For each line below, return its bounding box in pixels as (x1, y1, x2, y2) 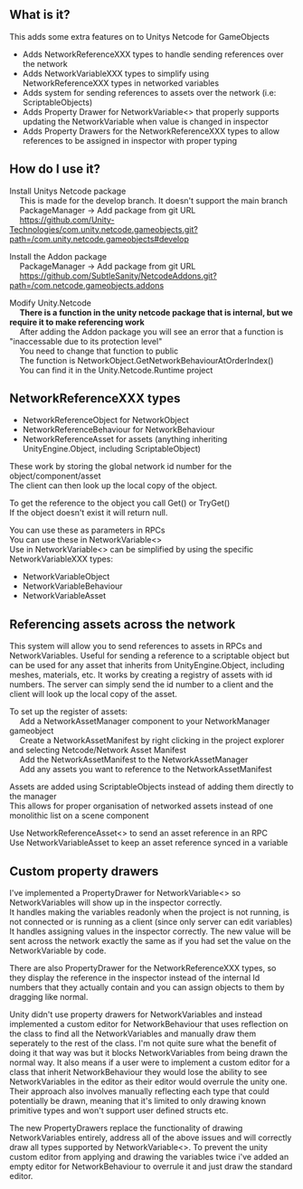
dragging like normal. (9, 992, 89, 1003)
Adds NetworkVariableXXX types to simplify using (22, 68, 210, 79)
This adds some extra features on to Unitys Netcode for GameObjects (9, 31, 270, 42)
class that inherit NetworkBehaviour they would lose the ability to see (9, 1067, 268, 1078)
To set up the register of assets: (9, 706, 128, 717)
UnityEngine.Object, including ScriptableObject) (22, 443, 202, 455)
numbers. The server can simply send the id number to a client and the (9, 679, 274, 690)
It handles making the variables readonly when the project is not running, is (9, 907, 289, 918)
